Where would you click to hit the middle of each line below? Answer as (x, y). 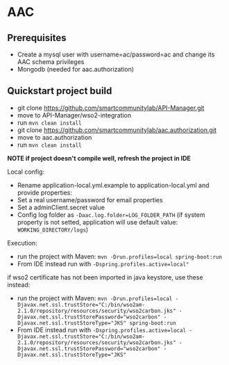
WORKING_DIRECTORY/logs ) (53, 229)
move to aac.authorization (54, 137)
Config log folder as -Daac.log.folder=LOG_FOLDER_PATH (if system (111, 214)
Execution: (22, 243)
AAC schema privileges (51, 62)
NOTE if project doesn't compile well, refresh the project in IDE (99, 158)
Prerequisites (37, 38)
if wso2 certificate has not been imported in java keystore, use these (105, 277)
